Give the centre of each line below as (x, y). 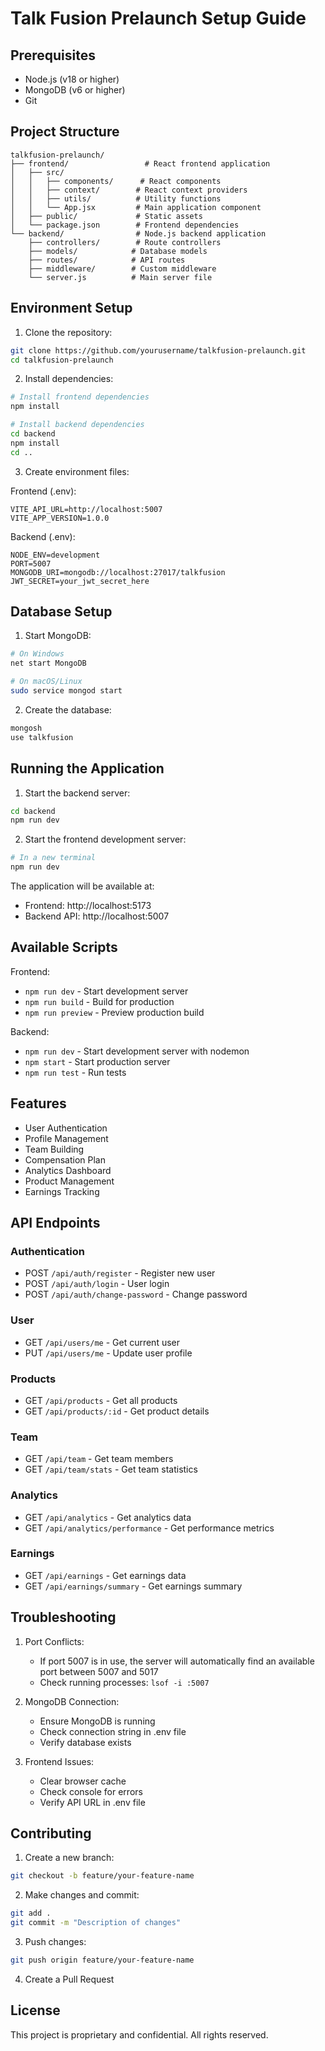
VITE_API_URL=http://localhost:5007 (86, 509)
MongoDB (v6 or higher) (75, 90)
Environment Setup (71, 308)
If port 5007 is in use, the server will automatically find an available (177, 1661)
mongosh (26, 728)
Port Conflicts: (54, 1641)
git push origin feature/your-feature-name (102, 1960)
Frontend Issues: (59, 1761)
